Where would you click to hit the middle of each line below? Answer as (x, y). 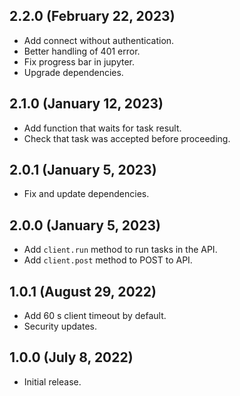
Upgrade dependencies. (73, 72)
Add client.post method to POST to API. (108, 260)
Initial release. (52, 381)
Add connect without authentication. (99, 40)
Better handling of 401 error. (82, 51)
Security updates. (60, 326)
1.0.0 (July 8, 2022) (71, 357)
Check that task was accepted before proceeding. (127, 138)
